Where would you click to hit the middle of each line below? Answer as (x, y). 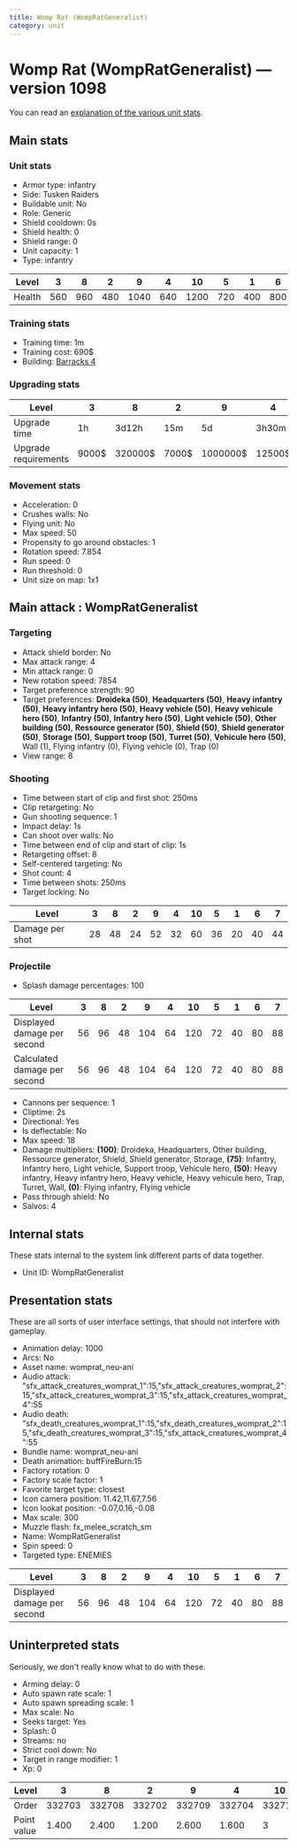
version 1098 (58, 88)
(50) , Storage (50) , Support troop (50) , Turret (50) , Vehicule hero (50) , (154, 736)
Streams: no (44, 1740)
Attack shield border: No (66, 652)
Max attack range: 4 (58, 661)
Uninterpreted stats (64, 1646)
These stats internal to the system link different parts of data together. (137, 1255)
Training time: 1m (53, 343)
